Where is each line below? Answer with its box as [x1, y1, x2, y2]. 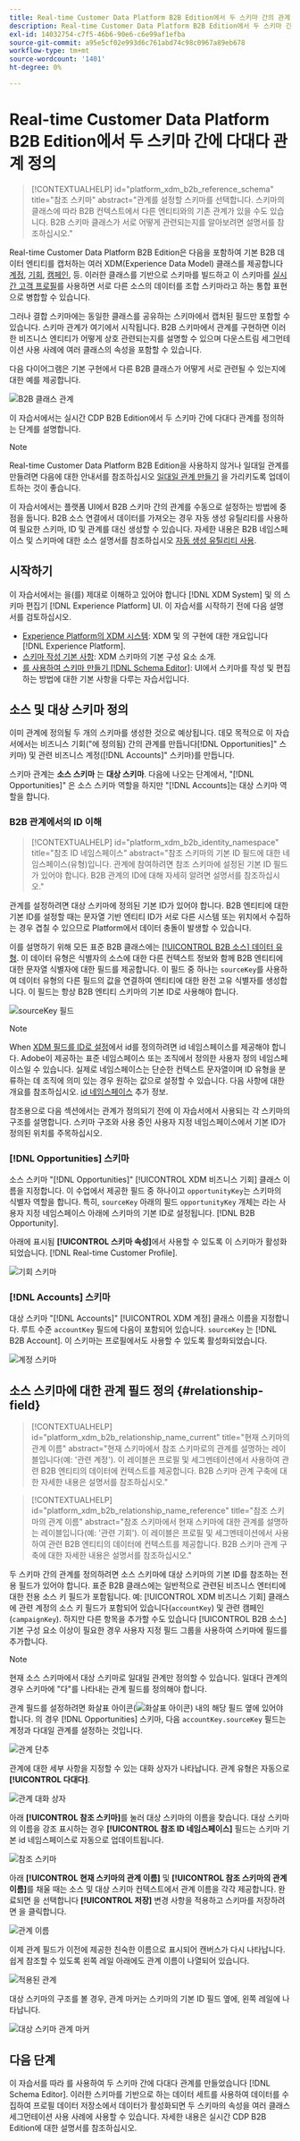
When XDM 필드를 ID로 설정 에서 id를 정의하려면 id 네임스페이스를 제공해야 [9, 1041, 271, 1052]
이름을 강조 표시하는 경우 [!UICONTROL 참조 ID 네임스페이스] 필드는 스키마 [18, 1823, 280, 1834]
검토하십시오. [25, 611, 72, 622]
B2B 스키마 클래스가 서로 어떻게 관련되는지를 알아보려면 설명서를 [50, 217, 275, 227]
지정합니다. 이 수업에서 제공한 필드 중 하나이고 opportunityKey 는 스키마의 [25, 1185, 282, 1196]
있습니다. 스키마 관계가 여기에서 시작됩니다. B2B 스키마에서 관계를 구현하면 [9, 321, 270, 332]
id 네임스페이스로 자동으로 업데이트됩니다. [18, 1835, 164, 1846]
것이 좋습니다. [32, 482, 81, 493]
